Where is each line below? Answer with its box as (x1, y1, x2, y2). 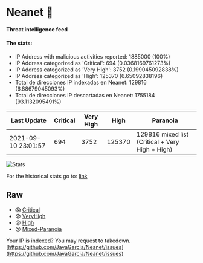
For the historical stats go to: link (6, 172, 88, 180)
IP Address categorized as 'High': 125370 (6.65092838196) (14, 72, 163, 79)
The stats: (6, 39, 33, 47)
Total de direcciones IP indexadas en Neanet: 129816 (14, 79, 147, 86)
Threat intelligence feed (6, 25, 68, 33)
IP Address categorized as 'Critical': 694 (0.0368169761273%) (14, 59, 171, 67)
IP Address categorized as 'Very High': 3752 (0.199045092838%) (14, 66, 179, 73)
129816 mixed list (136, 130, 189, 138)
